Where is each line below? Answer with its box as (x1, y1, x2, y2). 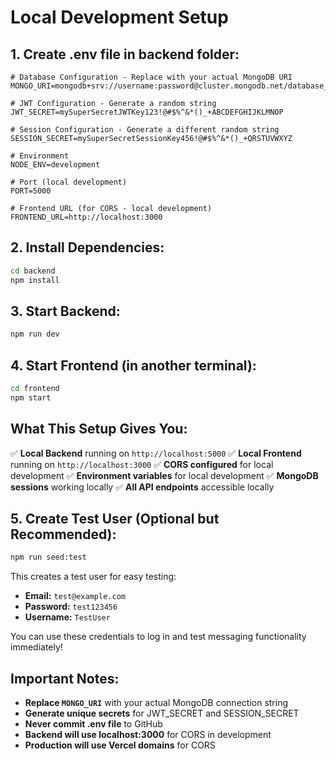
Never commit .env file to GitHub (24, 718, 163, 730)
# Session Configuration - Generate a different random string (10, 125, 280, 135)
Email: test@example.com (24, 590, 126, 602)
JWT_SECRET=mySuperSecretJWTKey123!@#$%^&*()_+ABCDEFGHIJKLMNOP (10, 107, 284, 117)
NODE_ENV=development (10, 160, 101, 170)
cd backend (10, 266, 56, 276)
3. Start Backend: (10, 302, 121, 320)
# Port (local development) (10, 177, 128, 187)
